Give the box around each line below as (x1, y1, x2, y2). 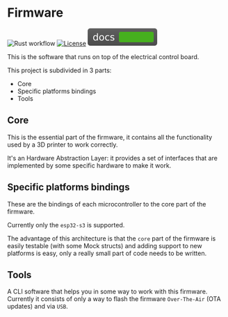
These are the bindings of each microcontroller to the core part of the (7, 200, 206, 208)
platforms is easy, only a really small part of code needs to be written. (7, 249, 207, 257)
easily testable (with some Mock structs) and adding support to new (7, 241, 203, 250)
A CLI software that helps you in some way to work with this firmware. (7, 287, 208, 296)
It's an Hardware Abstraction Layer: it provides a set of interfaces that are (7, 154, 218, 162)
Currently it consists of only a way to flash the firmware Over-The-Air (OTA (7, 295, 221, 303)
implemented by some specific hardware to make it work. (7, 161, 172, 170)
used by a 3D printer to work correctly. (7, 140, 118, 149)
